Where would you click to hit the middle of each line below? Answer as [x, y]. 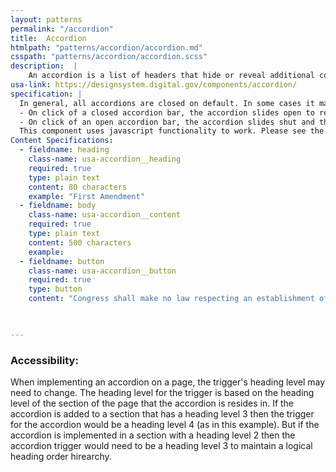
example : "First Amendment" [86, 196]
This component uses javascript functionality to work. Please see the [172, 131]
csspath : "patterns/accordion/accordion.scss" [109, 57]
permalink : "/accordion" [62, 29]
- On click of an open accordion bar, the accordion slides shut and [167, 122]
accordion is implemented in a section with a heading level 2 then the [153, 435]
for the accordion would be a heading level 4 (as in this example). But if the [165, 425]
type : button [55, 289]
